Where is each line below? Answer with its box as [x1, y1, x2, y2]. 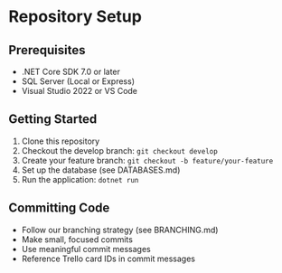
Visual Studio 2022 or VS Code [21, 86, 137, 96]
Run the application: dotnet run [21, 174, 139, 184]
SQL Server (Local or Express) [21, 76, 135, 87]
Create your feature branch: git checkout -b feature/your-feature [21, 155, 274, 165]
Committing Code [8, 201, 110, 216]
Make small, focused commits [21, 233, 133, 245]
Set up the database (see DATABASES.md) [21, 165, 181, 175]
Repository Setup [8, 6, 142, 27]
